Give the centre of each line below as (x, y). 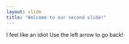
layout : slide (24, 12)
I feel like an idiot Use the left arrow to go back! (65, 34)
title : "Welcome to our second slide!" (56, 17)
